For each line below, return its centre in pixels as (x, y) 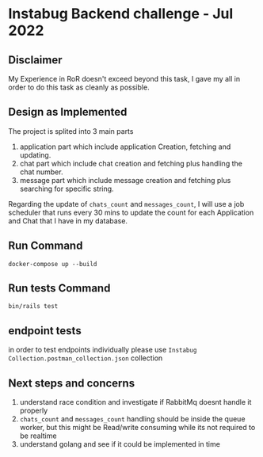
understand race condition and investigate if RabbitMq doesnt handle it (135, 402)
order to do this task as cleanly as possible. (79, 87)
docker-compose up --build (53, 264)
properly (34, 411)
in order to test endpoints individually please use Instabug (103, 350)
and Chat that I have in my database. (68, 221)
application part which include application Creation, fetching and (125, 147)
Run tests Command (59, 289)
